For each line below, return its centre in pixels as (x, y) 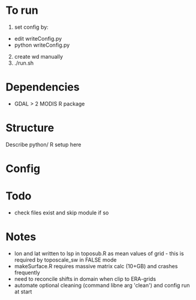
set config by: (31, 27)
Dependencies (43, 87)
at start (23, 292)
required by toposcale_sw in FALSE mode (65, 260)
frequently (27, 272)
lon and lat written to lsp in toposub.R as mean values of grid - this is (99, 253)
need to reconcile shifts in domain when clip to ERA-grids (85, 278)
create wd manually (39, 56)
